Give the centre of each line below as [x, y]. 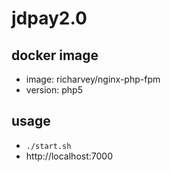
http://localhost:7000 [69, 156]
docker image [55, 55]
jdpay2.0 [49, 18]
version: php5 [54, 90]
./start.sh [48, 146]
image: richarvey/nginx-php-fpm [93, 79]
